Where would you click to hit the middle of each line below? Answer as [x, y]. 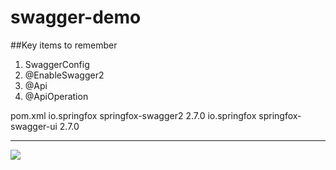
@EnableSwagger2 [64, 75]
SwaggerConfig [57, 64]
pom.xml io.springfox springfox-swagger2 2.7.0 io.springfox [133, 115]
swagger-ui [34, 126]
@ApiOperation [56, 96]
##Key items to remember [64, 45]
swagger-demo [76, 17]
